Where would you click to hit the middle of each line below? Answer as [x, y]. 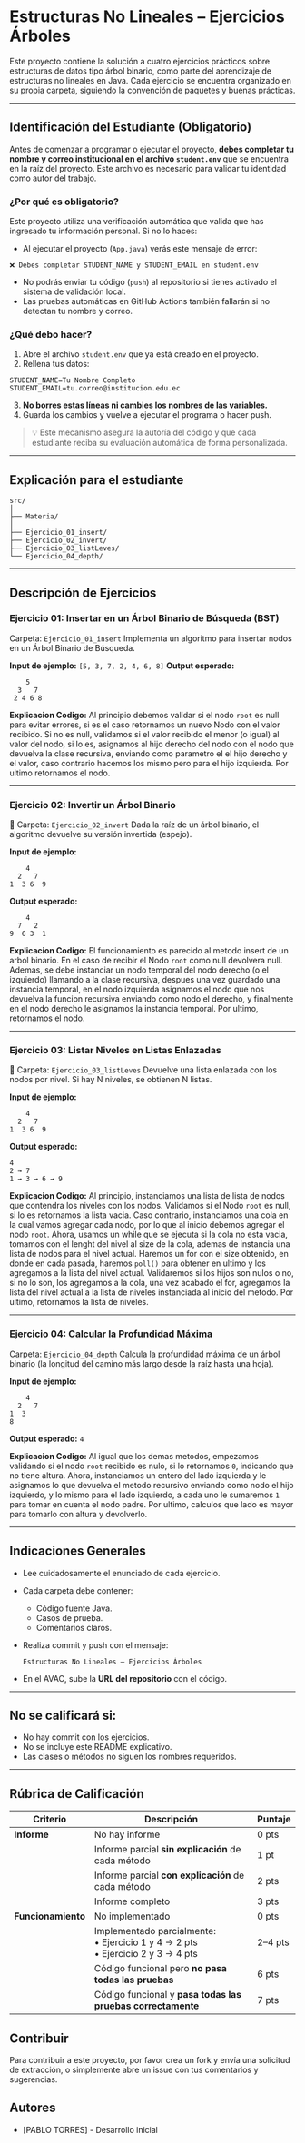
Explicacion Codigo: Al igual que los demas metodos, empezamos [134, 1456]
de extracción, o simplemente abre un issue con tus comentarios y [134, 2069]
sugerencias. [34, 2079]
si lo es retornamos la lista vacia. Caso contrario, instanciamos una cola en [149, 1215]
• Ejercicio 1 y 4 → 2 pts [146, 1942]
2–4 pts [273, 1942]
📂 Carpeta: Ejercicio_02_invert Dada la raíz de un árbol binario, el [134, 825]
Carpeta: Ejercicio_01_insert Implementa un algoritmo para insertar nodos [151, 638]
